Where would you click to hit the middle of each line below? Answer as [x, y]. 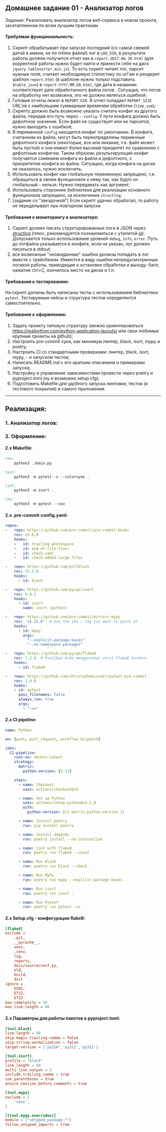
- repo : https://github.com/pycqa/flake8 [51, 654]
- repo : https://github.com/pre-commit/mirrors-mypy [63, 617]
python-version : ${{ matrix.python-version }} [76, 812]
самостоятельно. [23, 303]
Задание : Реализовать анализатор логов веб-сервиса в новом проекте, [82, 20]
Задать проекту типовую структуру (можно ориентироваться [78, 325]
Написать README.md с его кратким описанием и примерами [79, 362]
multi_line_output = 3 [28, 1070]
